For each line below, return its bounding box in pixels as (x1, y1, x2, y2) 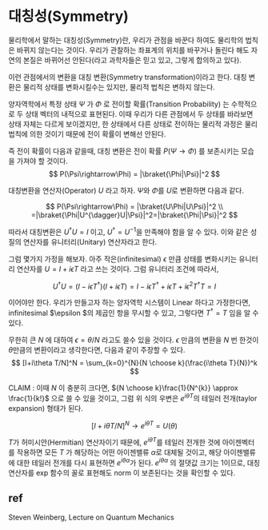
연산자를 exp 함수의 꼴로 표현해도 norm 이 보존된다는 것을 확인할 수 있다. (8, 468, 236, 477)
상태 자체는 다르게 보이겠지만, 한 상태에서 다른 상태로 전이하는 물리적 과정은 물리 (8, 119, 258, 129)
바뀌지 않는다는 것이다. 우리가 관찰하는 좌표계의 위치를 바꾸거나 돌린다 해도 (16, 45, 250, 54)
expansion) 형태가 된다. (8, 403, 84, 412)
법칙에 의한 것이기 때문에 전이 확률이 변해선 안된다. (8, 129, 166, 138)
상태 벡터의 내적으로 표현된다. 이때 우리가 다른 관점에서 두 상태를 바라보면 (25, 109, 254, 118)
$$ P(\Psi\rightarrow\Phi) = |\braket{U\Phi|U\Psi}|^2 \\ (45, 201, 224, 211)
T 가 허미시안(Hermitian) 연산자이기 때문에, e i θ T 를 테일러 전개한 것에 (8, 436, 221, 447)
